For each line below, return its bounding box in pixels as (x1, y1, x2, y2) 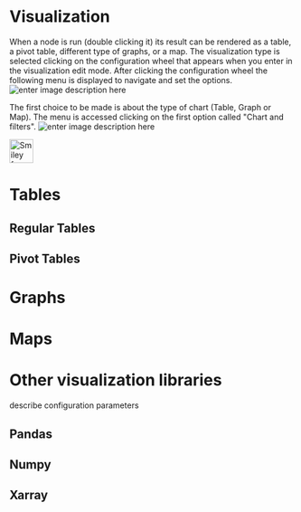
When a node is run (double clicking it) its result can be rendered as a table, (9, 36, 292, 47)
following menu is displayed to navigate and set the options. (9, 74, 233, 85)
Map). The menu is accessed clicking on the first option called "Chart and (9, 111, 285, 122)
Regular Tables (9, 220, 96, 236)
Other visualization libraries (9, 370, 222, 391)
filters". (9, 120, 36, 132)
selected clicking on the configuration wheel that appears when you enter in (9, 55, 293, 66)
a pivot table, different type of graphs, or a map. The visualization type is (9, 45, 280, 56)
